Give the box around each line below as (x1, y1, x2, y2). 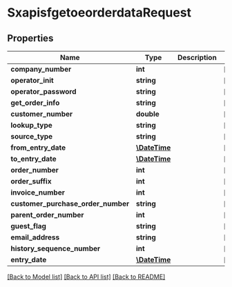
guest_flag (10, 221, 47, 230)
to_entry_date (10, 154, 57, 164)
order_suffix (10, 177, 52, 186)
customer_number (10, 109, 73, 119)
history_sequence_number (10, 244, 101, 253)
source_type (10, 132, 53, 141)
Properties (7, 32, 54, 44)
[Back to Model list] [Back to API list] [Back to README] (7, 273, 166, 281)
